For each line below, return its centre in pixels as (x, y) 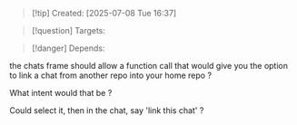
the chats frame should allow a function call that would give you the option (149, 66)
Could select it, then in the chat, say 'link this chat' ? (107, 111)
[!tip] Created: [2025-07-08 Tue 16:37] (104, 13)
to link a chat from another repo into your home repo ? (110, 75)
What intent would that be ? (61, 93)
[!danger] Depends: (68, 48)
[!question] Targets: (69, 30)
